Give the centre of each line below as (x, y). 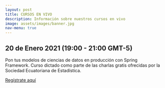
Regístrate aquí (21, 80)
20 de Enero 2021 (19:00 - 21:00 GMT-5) (69, 48)
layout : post (19, 10)
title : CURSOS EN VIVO (29, 14)
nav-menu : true (21, 28)
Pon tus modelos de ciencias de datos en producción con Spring (71, 60)
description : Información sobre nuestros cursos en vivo (65, 19)
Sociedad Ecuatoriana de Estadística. (43, 70)
